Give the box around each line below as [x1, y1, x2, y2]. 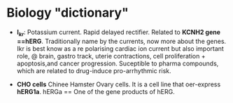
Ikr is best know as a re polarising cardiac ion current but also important [16, 44, 225, 53]
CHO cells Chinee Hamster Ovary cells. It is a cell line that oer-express [16, 80, 221, 88]
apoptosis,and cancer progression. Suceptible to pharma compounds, [16, 59, 219, 68]
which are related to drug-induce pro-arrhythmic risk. [16, 66, 172, 74]
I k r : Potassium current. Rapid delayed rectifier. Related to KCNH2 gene [16, 28, 221, 38]
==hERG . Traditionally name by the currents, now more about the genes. [16, 37, 227, 45]
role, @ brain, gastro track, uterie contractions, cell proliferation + [16, 51, 206, 60]
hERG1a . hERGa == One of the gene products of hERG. [16, 87, 176, 95]
